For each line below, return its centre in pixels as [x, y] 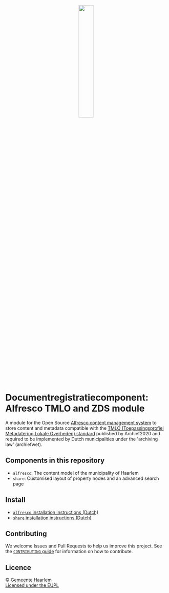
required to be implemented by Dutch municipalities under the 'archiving [82, 439]
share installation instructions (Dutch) [52, 518]
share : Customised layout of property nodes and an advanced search [86, 478]
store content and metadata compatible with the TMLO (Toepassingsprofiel [84, 428]
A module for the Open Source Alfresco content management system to [81, 422]
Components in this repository [55, 461]
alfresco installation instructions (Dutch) [56, 512]
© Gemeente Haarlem [29, 580]
